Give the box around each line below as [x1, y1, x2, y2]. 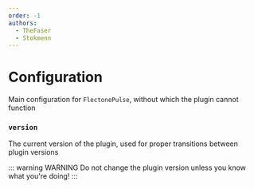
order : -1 [8, 11, 41, 20]
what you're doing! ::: [8, 171, 78, 181]
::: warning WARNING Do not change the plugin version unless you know [8, 163, 247, 172]
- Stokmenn [15, 33, 52, 42]
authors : [8, 19, 37, 27]
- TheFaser [15, 26, 52, 34]
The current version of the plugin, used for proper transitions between [8, 139, 239, 148]
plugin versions [8, 148, 59, 157]
